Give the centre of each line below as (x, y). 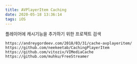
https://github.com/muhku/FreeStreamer (47, 56)
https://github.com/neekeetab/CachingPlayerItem (57, 48)
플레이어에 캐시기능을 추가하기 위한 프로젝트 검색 (53, 34)
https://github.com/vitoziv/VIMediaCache (50, 52)
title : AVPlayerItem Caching (36, 10)
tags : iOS (16, 19)
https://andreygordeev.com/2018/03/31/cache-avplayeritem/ (69, 43)
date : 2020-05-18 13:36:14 (34, 14)
